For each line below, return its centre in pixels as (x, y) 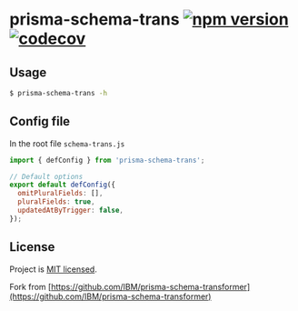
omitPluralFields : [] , (60, 194)
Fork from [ (30, 286)
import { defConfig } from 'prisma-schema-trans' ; (107, 160)
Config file (40, 121)
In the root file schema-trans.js (67, 143)
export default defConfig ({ (63, 185)
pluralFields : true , (56, 202)
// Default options (46, 176)
